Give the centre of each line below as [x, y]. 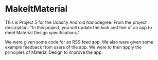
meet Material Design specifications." [43, 32]
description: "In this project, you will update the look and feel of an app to [79, 27]
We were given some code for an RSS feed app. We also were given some [79, 42]
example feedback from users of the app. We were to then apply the [73, 47]
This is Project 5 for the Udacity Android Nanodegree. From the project [76, 22]
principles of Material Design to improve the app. [54, 52]
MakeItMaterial [36, 9]
